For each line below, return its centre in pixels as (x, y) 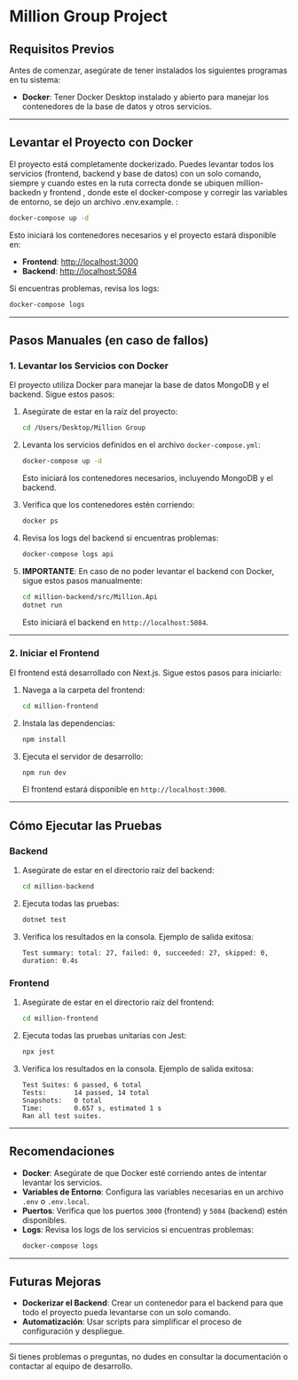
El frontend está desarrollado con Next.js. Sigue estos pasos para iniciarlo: (145, 673)
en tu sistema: (35, 80)
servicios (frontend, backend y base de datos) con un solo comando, (135, 173)
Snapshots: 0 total (62, 1100)
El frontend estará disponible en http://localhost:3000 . (124, 789)
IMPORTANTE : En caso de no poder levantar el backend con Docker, (148, 571)
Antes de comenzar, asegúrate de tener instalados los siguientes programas (149, 70)
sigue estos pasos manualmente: (82, 580)
